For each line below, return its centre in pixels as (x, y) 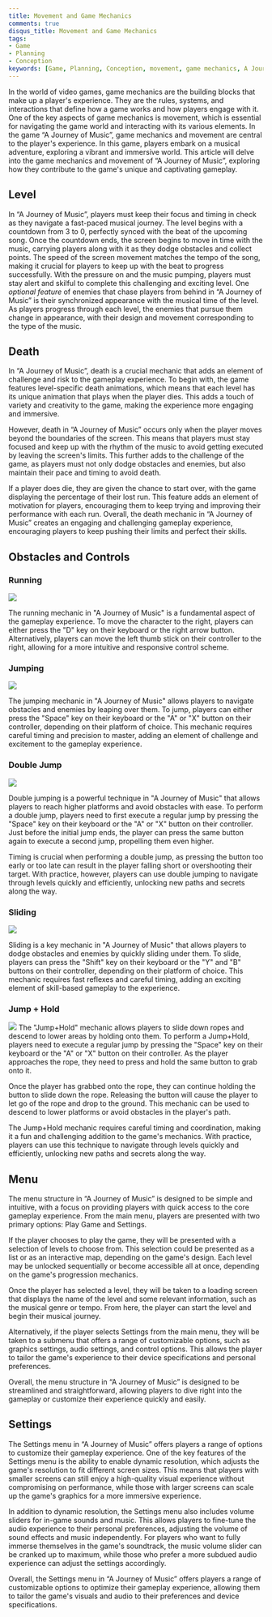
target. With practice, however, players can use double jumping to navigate (134, 874)
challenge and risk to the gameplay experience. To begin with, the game (129, 380)
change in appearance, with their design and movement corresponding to (131, 318)
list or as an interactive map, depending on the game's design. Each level (130, 1257)
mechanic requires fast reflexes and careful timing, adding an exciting (125, 979)
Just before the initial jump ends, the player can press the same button (126, 832)
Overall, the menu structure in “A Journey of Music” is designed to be (124, 1382)
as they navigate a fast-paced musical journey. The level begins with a (126, 223)
